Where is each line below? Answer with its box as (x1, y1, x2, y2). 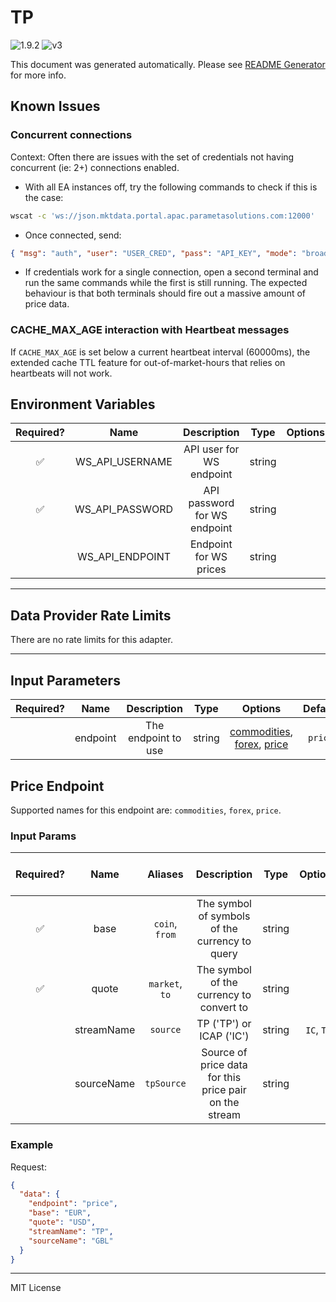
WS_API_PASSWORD (74, 502, 174, 516)
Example (10, 1138, 54, 1152)
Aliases (147, 867, 184, 881)
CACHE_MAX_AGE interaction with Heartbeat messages (10, 323, 290, 337)
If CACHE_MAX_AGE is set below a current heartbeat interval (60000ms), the (10, 346, 311, 358)
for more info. (10, 69, 67, 81)
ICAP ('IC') (199, 1029, 250, 1043)
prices (196, 562, 227, 576)
